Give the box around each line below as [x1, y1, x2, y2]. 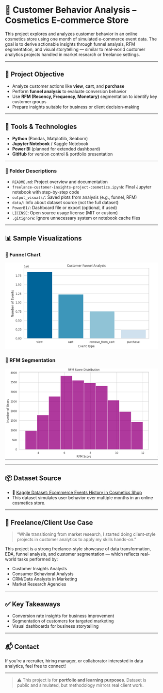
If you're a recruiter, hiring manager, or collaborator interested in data [5, 658, 144, 664]
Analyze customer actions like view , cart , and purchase [12, 83, 125, 89]
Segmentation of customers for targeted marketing [12, 618, 114, 624]
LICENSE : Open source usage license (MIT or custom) [12, 209, 118, 216]
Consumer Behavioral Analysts [12, 571, 74, 577]
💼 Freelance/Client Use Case [5, 519, 93, 527]
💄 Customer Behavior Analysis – [5, 4, 137, 16]
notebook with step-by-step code [12, 189, 80, 195]
